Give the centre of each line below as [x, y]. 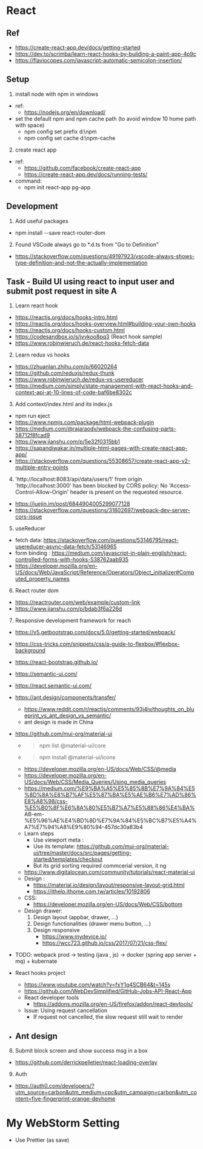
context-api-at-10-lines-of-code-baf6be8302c [73, 392]
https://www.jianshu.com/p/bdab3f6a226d [68, 609]
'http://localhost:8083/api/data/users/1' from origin [78, 479]
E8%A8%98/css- [46, 802]
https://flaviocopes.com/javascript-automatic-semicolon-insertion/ [98, 60]
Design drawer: [43, 911]
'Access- [180, 486]
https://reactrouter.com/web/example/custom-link [78, 602]
